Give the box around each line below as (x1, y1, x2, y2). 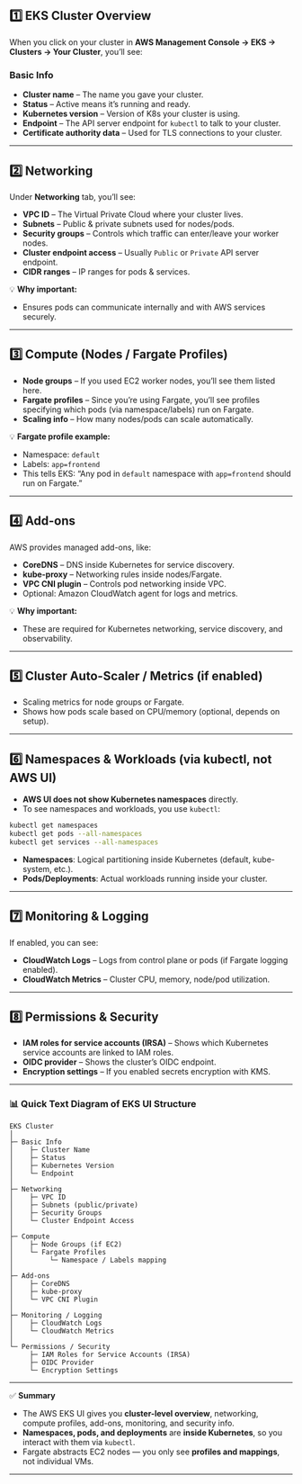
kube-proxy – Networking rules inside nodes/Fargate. (22, 569, 223, 580)
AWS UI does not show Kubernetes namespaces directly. (22, 794, 239, 805)
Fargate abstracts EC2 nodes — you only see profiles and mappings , (22, 1446, 280, 1457)
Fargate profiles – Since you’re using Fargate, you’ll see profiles (22, 394, 261, 405)
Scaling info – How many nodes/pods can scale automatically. (22, 413, 254, 424)
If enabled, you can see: (9, 937, 99, 948)
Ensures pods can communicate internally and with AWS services (22, 301, 266, 312)
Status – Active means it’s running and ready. (22, 99, 191, 110)
